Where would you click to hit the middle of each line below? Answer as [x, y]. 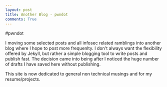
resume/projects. [23, 79]
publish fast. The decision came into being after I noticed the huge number [82, 59]
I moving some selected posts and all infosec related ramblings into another [83, 43]
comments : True [21, 19]
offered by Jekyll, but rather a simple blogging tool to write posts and [76, 53]
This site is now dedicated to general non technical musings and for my [79, 74]
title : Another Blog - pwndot [37, 14]
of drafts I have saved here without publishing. [53, 64]
